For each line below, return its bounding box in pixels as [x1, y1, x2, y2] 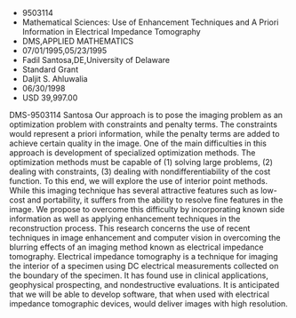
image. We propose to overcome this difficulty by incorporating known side [9, 204, 285, 214]
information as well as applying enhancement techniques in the [9, 213, 241, 224]
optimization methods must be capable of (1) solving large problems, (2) [9, 157, 274, 167]
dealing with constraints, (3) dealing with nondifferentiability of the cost [9, 166, 271, 177]
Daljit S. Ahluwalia [21, 74, 88, 83]
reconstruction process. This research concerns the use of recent [9, 223, 251, 234]
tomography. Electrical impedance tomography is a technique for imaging [9, 251, 278, 261]
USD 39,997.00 [21, 92, 78, 103]
